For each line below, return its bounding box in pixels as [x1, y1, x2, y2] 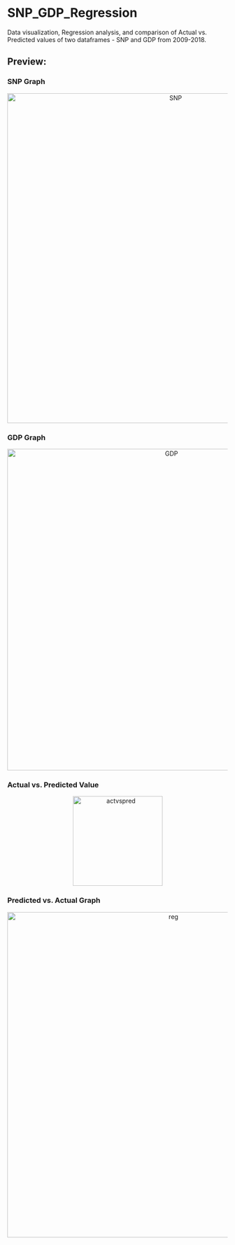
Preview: [7, 56, 47, 68]
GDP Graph [7, 432, 46, 442]
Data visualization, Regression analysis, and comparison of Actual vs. [7, 28, 208, 36]
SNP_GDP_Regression [7, 5, 138, 21]
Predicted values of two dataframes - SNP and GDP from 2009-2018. [7, 35, 206, 43]
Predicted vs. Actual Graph [7, 896, 101, 906]
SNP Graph [7, 77, 45, 87]
